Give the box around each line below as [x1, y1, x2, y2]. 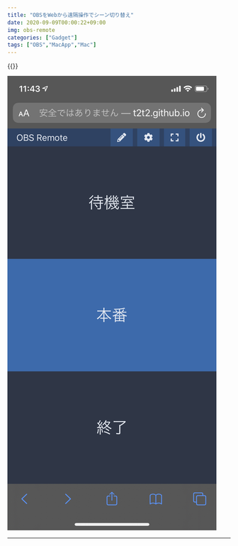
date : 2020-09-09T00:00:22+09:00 [7, 18, 106, 26]
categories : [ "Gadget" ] [7, 34, 78, 41]
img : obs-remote [7, 26, 55, 33]
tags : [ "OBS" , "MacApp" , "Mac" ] [7, 41, 97, 49]
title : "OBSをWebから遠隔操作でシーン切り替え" [7, 11, 135, 18]
